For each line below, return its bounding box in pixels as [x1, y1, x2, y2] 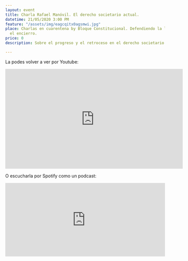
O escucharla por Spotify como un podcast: [5, 173, 97, 179]
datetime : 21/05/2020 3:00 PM [5, 17, 69, 22]
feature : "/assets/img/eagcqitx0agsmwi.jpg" [5, 21, 101, 27]
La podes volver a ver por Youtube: [5, 59, 79, 65]
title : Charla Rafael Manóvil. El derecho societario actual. [5, 12, 139, 17]
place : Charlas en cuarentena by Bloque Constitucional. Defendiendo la [5, 26, 162, 31]
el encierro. [10, 31, 37, 36]
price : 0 [5, 36, 24, 41]
